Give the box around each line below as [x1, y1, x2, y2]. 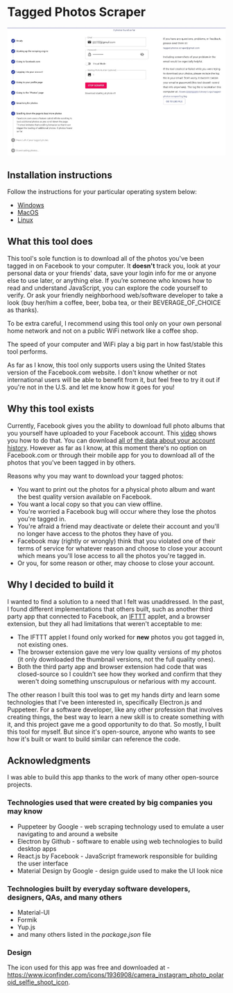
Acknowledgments [7, 754, 92, 766]
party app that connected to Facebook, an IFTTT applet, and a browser [7, 612, 210, 621]
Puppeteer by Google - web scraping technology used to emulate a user [17, 822, 224, 831]
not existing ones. [17, 640, 69, 648]
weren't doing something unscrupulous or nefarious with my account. [17, 677, 217, 685]
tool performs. [7, 347, 49, 356]
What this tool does [7, 236, 94, 248]
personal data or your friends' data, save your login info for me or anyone [7, 268, 217, 277]
